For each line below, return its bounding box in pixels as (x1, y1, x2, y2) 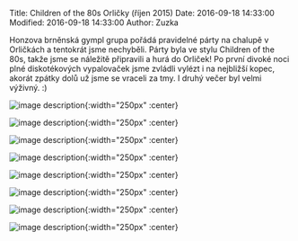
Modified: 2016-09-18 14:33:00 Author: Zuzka (9, 17, 180, 28)
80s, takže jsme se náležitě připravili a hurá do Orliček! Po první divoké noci (9, 54, 290, 64)
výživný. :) (9, 83, 48, 93)
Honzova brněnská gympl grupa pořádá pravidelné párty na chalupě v (9, 35, 269, 45)
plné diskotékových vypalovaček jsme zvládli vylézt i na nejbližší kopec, (9, 63, 276, 74)
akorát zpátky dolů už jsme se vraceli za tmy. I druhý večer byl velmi (9, 73, 262, 84)
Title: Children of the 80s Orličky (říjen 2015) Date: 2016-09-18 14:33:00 (9, 8, 276, 18)
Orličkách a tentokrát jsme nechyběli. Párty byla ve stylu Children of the (9, 44, 276, 55)
